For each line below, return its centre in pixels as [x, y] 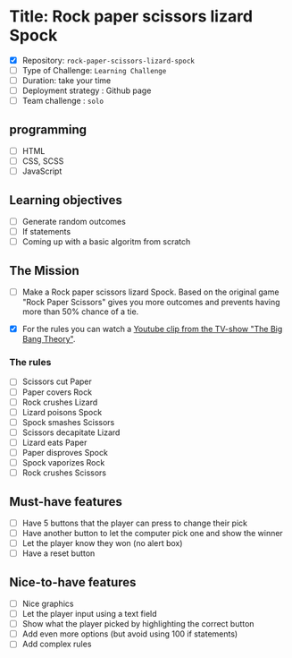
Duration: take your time [67, 81]
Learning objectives [66, 200]
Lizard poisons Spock [62, 412]
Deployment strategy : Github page [87, 90]
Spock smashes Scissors [68, 422]
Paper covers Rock [57, 392]
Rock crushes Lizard [60, 402]
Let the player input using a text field [90, 614]
